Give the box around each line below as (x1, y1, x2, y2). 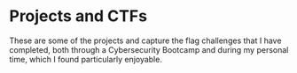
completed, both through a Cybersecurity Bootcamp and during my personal (9, 44, 289, 55)
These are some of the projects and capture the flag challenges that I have (9, 35, 282, 46)
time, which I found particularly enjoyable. (9, 54, 162, 64)
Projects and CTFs (9, 6, 148, 26)
